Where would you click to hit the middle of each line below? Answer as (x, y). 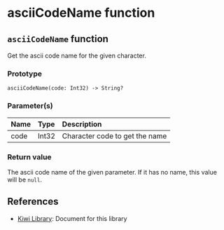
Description (82, 124)
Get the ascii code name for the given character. (77, 55)
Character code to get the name (114, 136)
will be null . (24, 180)
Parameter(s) (30, 106)
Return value (29, 157)
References (33, 202)
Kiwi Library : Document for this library (72, 218)
